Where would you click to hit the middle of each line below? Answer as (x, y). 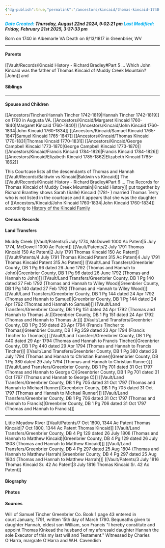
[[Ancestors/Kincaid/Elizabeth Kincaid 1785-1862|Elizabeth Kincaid (73, 157)
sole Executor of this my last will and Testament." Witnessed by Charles (78, 535)
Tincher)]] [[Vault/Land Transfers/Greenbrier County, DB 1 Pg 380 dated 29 (81, 351)
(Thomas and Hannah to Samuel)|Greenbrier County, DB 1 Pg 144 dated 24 (81, 299)
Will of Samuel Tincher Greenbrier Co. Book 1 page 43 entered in (71, 515)
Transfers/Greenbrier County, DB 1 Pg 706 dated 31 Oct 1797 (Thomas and (80, 398)
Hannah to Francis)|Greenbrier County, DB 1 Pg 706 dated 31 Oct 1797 (76, 404)
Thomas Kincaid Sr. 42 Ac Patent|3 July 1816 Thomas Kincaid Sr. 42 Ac (77, 464)
